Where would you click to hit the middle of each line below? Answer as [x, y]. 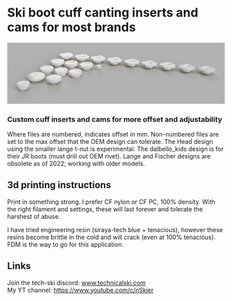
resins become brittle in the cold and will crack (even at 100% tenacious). [112, 237]
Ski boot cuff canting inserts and [103, 13]
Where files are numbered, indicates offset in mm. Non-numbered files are [113, 134]
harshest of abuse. [34, 216]
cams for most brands [71, 27]
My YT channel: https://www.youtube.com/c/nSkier [80, 290]
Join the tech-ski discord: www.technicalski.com [77, 282]
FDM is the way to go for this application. [66, 244]
